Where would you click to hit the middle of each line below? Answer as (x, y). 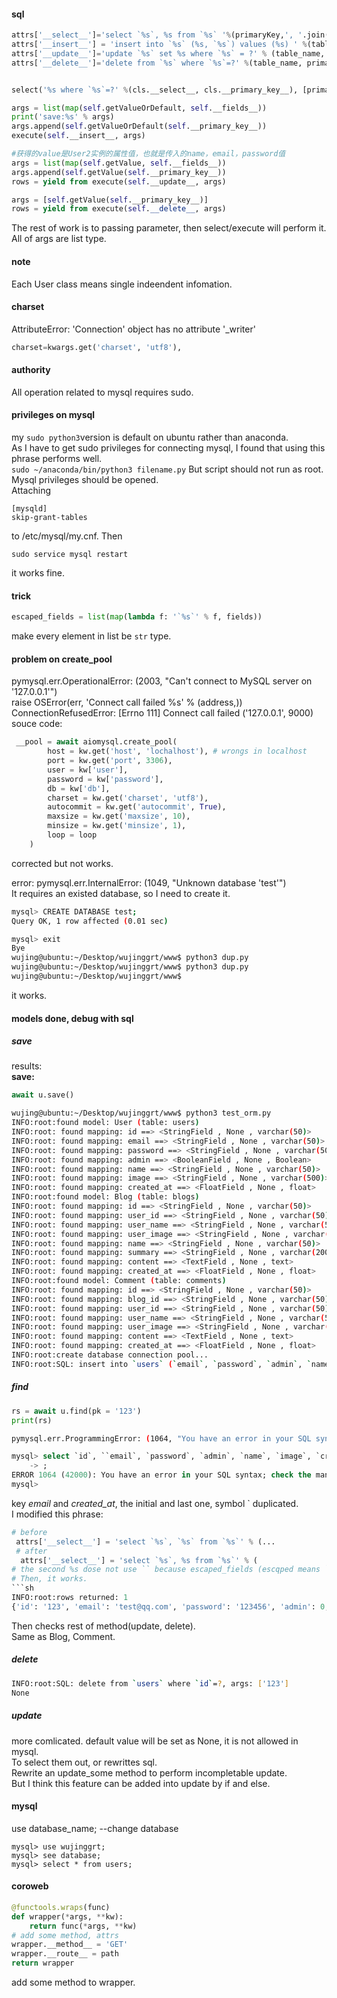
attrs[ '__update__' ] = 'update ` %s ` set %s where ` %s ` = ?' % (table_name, (168, 53)
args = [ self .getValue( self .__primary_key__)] (110, 200)
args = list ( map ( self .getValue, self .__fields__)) (119, 163)
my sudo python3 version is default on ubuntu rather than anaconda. (150, 437)
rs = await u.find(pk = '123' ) (76, 1411)
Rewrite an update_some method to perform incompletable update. (149, 1772)
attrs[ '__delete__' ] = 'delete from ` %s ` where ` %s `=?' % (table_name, (157, 63)
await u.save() (43, 1095)
